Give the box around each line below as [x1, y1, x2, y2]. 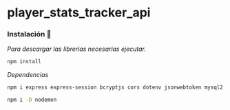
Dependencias [7, 71, 49, 79]
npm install [7, 58, 41, 65]
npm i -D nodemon [7, 96, 57, 104]
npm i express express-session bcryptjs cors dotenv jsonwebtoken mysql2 [7, 84, 224, 91]
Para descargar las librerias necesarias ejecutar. [7, 45, 146, 53]
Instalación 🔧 [7, 30, 52, 39]
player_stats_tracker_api [7, 5, 151, 21]
